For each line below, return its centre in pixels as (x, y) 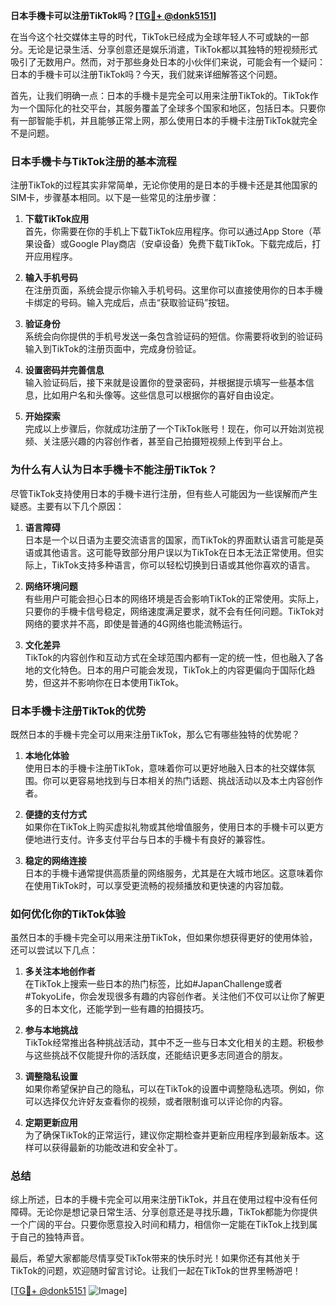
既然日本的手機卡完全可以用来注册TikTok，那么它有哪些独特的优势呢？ (155, 734)
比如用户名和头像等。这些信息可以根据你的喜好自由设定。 (161, 395)
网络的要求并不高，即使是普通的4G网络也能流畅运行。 (136, 623)
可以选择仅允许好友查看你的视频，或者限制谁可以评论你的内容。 (156, 1101)
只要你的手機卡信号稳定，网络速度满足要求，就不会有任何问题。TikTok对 (174, 611)
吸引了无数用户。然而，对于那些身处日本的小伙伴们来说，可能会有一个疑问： (168, 62)
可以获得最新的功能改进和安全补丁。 (108, 1148)
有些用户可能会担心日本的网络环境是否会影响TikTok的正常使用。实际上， (174, 598)
